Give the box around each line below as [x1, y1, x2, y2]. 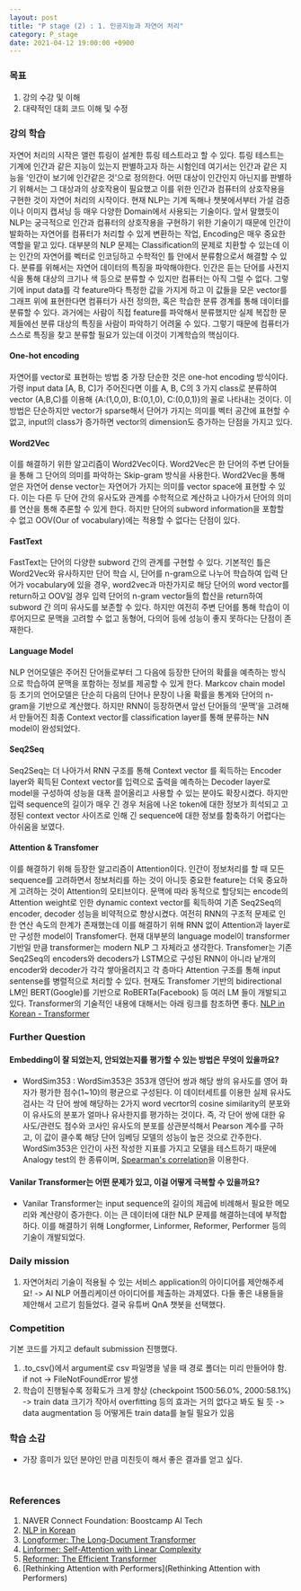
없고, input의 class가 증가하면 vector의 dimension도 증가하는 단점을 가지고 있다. [9, 417, 293, 428]
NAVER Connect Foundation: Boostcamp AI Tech [22, 1515, 203, 1525]
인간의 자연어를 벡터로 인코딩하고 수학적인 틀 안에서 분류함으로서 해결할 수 [18, 251, 279, 261]
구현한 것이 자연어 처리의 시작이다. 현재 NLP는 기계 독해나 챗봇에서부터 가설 [9, 194, 274, 205]
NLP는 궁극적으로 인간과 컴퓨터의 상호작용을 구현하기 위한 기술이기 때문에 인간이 [9, 217, 291, 227]
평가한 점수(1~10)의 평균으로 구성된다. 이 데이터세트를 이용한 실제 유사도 [39, 1087, 292, 1098]
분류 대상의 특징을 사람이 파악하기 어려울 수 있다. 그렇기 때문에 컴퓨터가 [40, 318, 290, 329]
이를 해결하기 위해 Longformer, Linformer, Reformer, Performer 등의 [41, 1221, 288, 1232]
